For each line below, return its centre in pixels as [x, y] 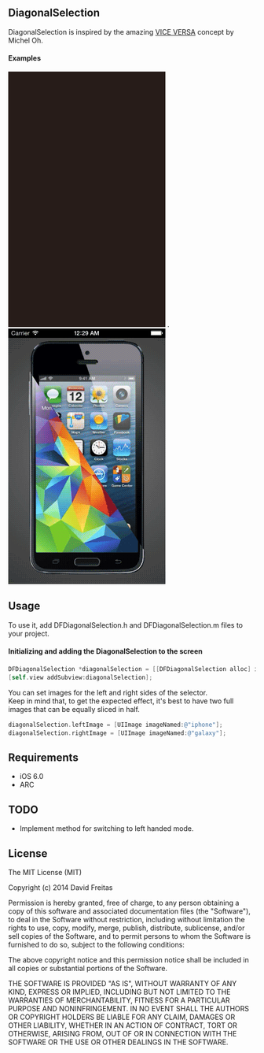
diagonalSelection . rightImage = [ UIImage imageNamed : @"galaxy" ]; [117, 733]
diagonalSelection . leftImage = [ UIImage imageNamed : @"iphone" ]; [115, 725]
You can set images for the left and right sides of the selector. [108, 692]
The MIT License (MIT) [45, 872]
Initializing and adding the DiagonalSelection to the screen [105, 651]
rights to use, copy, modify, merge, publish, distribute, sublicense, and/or [126, 928]
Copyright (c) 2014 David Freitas [60, 887]
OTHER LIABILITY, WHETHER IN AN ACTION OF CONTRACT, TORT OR [123, 1025]
